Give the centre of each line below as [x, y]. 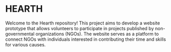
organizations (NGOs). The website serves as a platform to [97, 34]
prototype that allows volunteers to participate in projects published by [80, 28]
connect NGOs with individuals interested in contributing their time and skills [86, 39]
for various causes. [26, 44]
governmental [20, 34]
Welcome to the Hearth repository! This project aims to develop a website [83, 23]
